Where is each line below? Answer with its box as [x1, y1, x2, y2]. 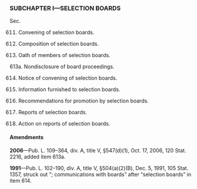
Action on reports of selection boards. [18, 120, 111, 127]
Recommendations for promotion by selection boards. [18, 97, 149, 104]
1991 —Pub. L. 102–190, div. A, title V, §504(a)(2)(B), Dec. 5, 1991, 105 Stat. [9, 164, 189, 171]
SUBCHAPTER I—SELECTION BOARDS [9, 4, 121, 12]
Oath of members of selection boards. [18, 52, 111, 59]
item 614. [9, 177, 32, 184]
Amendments [9, 134, 44, 141]
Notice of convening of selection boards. [18, 75, 118, 82]
